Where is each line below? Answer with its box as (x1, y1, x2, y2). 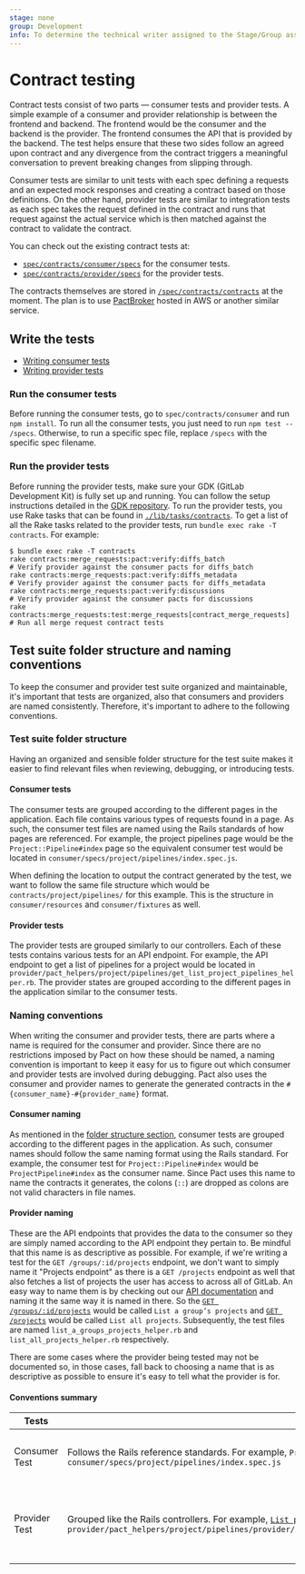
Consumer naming (9, 1109, 82, 1120)
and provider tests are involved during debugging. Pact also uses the (9, 1069, 268, 1080)
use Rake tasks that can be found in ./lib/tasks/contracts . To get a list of (9, 510, 289, 521)
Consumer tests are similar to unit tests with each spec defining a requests (9, 174, 289, 186)
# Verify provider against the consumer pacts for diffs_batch (9, 563, 254, 572)
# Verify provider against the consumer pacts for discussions (9, 594, 254, 603)
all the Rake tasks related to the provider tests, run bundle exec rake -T (9, 519, 277, 530)
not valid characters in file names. (9, 1187, 136, 1198)
